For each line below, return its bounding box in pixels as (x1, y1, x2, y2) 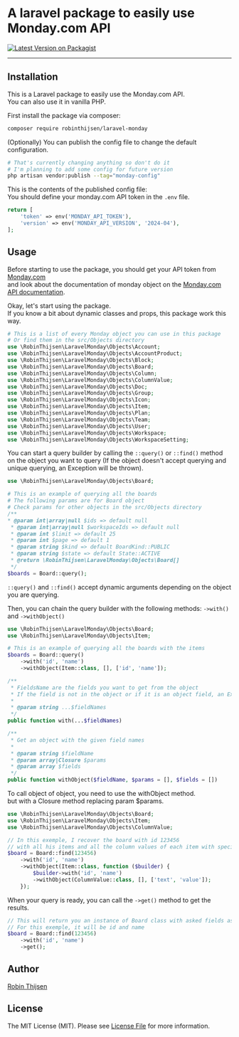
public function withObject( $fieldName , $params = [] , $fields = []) (7, 777, 218, 784)
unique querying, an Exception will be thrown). (7, 464, 144, 472)
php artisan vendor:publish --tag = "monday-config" (7, 172, 161, 179)
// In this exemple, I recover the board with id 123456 (7, 836, 180, 844)
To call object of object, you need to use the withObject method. (7, 789, 196, 798)
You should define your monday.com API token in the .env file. (7, 193, 190, 201)
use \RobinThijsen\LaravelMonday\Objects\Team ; (7, 416, 152, 423)
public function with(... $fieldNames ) (7, 717, 122, 725)
